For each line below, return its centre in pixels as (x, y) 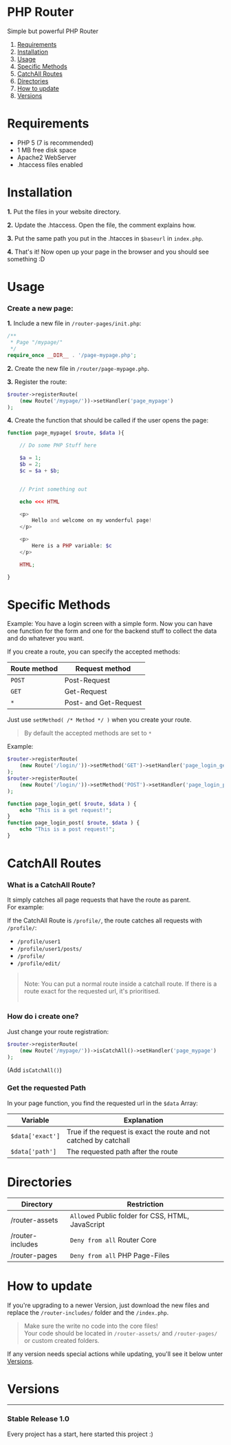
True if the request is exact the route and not (138, 1131)
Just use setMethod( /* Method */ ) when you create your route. (99, 720)
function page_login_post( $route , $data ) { (73, 823)
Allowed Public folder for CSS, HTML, (130, 1215)
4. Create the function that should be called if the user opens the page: (108, 421)
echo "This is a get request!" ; (66, 810)
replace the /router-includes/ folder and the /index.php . (88, 1312)
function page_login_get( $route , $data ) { (72, 804)
